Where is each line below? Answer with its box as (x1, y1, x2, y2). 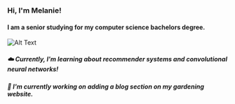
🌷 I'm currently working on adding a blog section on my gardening (7, 82, 205, 91)
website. (7, 90, 34, 98)
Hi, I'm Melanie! (7, 6, 62, 15)
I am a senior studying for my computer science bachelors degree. (7, 23, 206, 31)
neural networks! (7, 65, 59, 73)
